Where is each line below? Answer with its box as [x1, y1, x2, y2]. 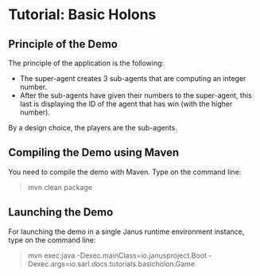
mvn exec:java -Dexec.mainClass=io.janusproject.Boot [27, 251, 207, 260]
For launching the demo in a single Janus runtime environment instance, [8, 227, 245, 236]
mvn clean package [27, 182, 93, 192]
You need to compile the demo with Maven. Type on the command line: [8, 167, 242, 177]
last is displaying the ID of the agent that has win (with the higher [19, 99, 233, 108]
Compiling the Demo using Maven [8, 146, 180, 160]
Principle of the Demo [8, 37, 118, 51]
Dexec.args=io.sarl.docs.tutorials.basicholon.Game [27, 259, 196, 268]
